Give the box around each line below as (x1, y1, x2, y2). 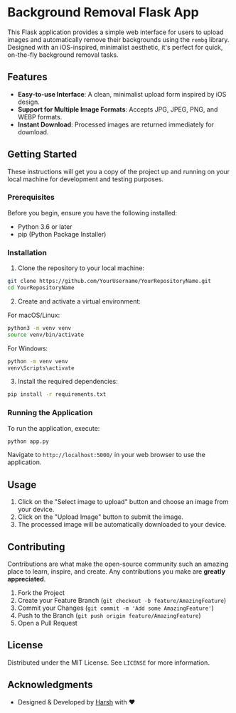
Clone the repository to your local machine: (17, 264, 144, 272)
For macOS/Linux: (7, 311, 60, 319)
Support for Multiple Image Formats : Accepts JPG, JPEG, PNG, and (17, 104, 218, 114)
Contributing (7, 541, 65, 553)
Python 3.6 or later (17, 222, 73, 231)
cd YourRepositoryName (7, 284, 75, 291)
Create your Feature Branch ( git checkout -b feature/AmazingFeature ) (17, 596, 227, 605)
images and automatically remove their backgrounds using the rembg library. (7, 35, 230, 43)
